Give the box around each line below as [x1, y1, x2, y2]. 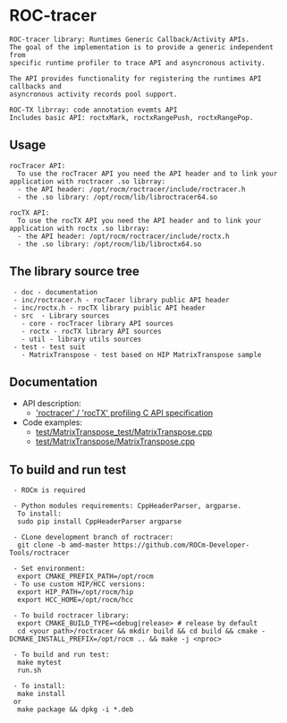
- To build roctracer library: [13, 611, 130, 620]
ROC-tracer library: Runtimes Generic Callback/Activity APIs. [9, 35, 250, 44]
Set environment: [21, 565, 87, 574]
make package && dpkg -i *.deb [17, 705, 134, 714]
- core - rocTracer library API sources [21, 319, 174, 327]
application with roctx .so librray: [9, 224, 150, 233]
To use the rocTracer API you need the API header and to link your [17, 169, 278, 178]
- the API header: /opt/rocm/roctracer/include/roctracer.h [17, 184, 246, 193]
